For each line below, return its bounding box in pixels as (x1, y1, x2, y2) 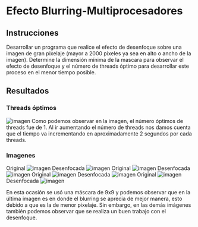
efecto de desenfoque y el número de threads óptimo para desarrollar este (6, 62, 189, 70)
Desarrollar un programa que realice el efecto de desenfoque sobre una (6, 43, 183, 51)
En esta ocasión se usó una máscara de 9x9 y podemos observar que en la (6, 188, 191, 196)
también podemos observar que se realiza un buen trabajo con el (6, 207, 166, 215)
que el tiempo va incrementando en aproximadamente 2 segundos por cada (6, 130, 192, 137)
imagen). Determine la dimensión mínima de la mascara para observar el (6, 56, 184, 63)
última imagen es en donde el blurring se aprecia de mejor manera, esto (6, 195, 183, 202)
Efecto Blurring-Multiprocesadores (6, 4, 183, 18)
